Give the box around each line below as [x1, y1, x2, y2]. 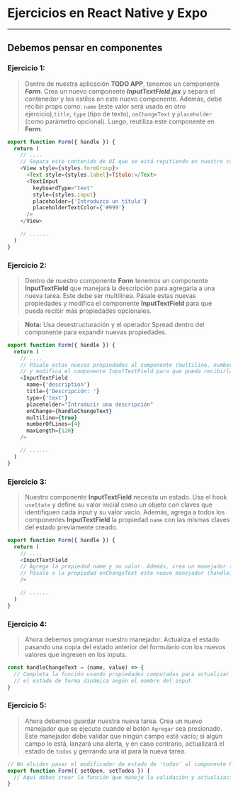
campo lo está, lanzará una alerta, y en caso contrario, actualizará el [24, 739, 225, 748]
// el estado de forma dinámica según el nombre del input [13, 677, 192, 684]
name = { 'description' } [25, 381, 91, 388]
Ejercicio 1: [7, 63, 45, 73]
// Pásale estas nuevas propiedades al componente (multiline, [20, 361, 211, 368]
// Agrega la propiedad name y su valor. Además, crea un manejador [20, 563, 227, 570]
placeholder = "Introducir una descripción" [25, 401, 154, 408]
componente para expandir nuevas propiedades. [24, 328, 167, 336]
